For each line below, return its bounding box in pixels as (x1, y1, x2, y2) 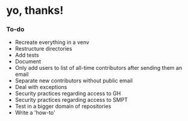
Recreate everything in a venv (14, 39, 89, 46)
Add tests (14, 52, 39, 59)
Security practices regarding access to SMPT (14, 96, 128, 104)
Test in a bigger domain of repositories (14, 103, 111, 110)
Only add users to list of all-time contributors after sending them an (14, 64, 183, 72)
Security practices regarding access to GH (14, 90, 121, 97)
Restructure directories (14, 45, 72, 52)
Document (14, 58, 41, 65)
